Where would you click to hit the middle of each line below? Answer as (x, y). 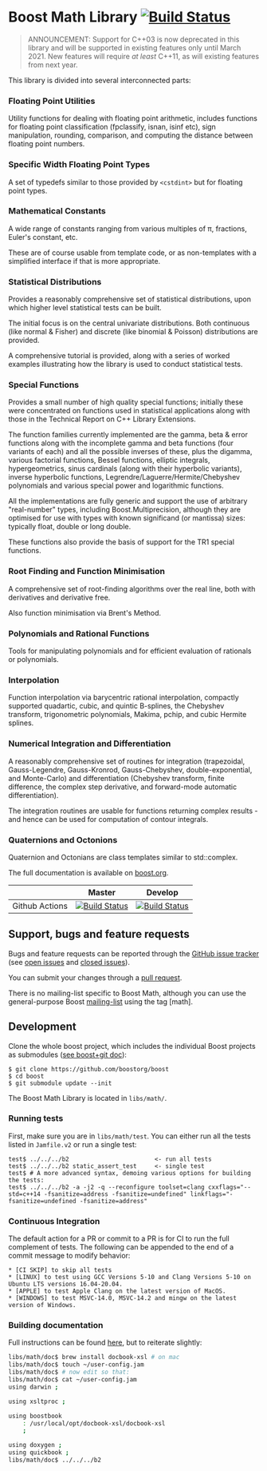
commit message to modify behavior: (69, 1256)
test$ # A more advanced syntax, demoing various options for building (130, 1173)
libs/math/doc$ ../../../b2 (55, 1460)
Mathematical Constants (57, 211)
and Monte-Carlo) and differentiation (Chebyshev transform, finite (116, 778)
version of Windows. (43, 1306)
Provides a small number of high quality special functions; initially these (126, 402)
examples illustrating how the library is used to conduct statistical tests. (126, 365)
